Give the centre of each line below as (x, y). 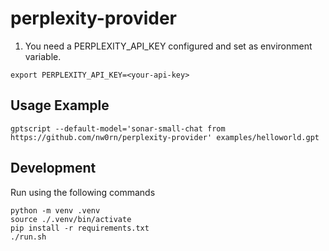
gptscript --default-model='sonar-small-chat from (118, 128)
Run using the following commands (83, 192)
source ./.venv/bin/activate (71, 219)
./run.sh (28, 237)
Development (53, 168)
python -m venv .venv (55, 210)
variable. (43, 56)
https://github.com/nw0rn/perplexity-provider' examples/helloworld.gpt (165, 137)
